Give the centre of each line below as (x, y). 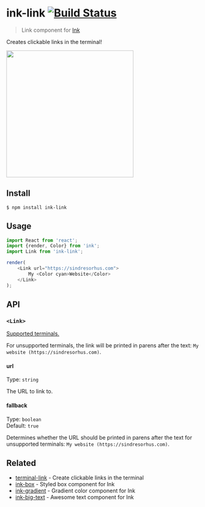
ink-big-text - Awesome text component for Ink (74, 497)
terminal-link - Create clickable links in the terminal (79, 478)
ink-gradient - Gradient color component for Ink (75, 491)
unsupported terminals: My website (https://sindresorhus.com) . (88, 444)
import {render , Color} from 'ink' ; (53, 246)
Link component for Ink (50, 30)
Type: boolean (24, 419)
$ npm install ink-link (37, 207)
